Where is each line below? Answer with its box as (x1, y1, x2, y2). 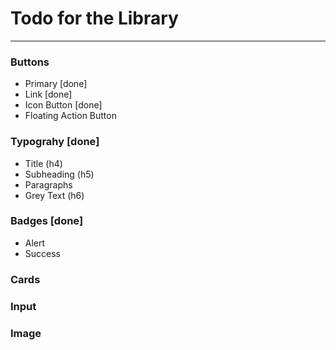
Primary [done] (24, 78, 88, 90)
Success (24, 247, 61, 259)
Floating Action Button (24, 110, 117, 122)
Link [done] (24, 88, 73, 101)
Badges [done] (10, 214, 84, 228)
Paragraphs (24, 178, 73, 191)
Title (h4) (24, 157, 63, 169)
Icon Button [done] (24, 99, 103, 111)
